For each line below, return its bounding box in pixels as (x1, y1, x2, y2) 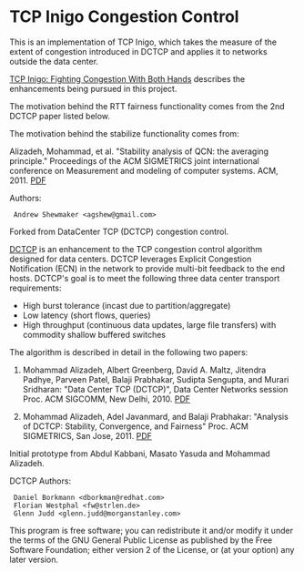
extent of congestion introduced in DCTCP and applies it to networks (9, 46, 268, 56)
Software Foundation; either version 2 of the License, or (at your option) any (9, 544, 295, 555)
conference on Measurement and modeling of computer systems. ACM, (9, 165, 279, 176)
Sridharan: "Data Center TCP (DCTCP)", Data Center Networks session (22, 383, 289, 394)
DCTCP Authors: (9, 475, 71, 486)
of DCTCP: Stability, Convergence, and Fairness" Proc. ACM (22, 421, 248, 432)
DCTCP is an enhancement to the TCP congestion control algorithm (9, 243, 263, 254)
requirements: (9, 282, 62, 293)
